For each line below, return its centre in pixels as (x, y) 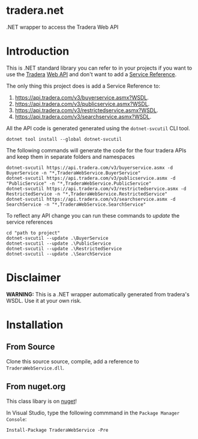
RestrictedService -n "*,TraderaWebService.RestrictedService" (87, 194)
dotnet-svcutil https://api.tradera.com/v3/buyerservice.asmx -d (89, 168)
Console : (16, 419)
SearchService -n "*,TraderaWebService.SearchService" (76, 205)
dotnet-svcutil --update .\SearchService (59, 254)
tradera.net (35, 10)
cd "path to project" (33, 233)
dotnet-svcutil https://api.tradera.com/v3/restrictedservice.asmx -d (96, 189)
